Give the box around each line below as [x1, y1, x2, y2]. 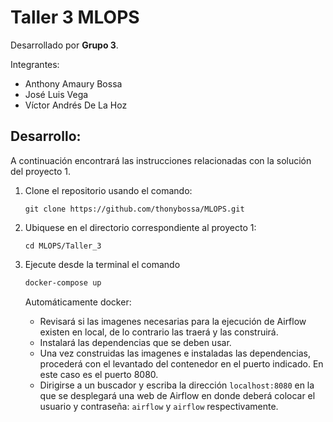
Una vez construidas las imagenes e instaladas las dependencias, [39, 347, 311, 359]
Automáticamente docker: [24, 296, 132, 308]
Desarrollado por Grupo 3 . [10, 39, 119, 51]
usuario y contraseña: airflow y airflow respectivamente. [39, 400, 279, 412]
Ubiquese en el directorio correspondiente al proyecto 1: [24, 221, 257, 233]
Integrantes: [10, 58, 60, 70]
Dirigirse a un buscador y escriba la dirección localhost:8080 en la [39, 379, 315, 391]
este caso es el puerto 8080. [39, 368, 159, 380]
